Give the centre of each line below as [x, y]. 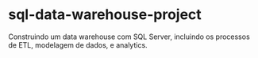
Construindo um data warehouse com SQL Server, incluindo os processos [129, 37]
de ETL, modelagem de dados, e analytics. [78, 44]
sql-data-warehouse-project [105, 15]
